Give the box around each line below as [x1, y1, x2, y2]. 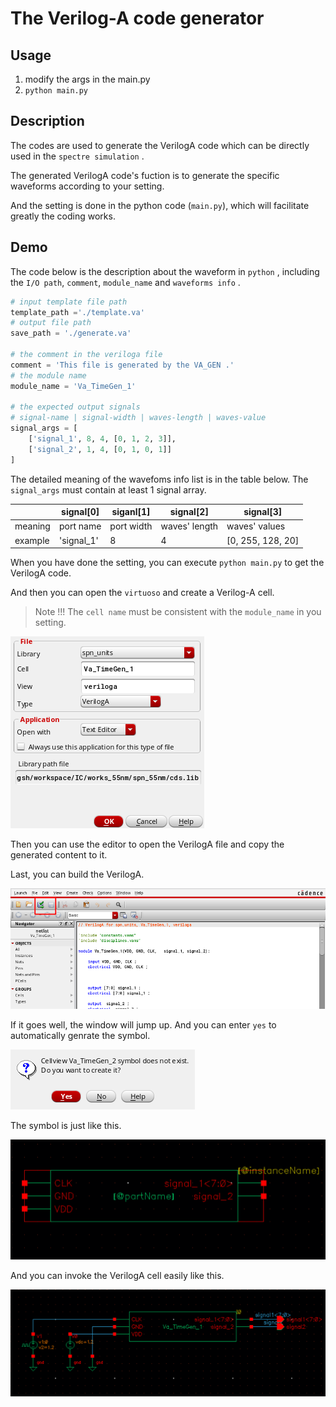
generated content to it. [10, 849, 108, 861]
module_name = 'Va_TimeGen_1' [10, 381, 137, 391]
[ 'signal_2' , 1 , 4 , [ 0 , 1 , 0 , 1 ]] [28, 444, 172, 454]
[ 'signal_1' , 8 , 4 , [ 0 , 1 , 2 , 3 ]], [28, 434, 177, 444]
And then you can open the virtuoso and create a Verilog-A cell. [10, 587, 275, 599]
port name [58, 520, 102, 532]
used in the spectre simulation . [10, 150, 145, 162]
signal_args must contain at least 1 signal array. [10, 483, 207, 496]
